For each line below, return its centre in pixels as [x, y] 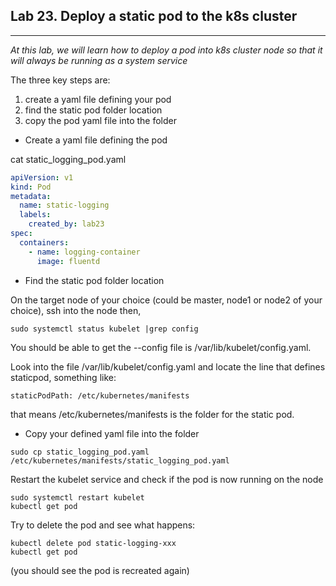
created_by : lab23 [66, 224]
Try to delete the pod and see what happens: [103, 525]
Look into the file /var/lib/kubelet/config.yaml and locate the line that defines [168, 366]
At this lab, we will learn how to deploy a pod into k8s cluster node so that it [166, 50]
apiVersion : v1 [42, 177]
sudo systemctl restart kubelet [77, 497]
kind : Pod [31, 187]
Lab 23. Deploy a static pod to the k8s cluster [154, 16]
